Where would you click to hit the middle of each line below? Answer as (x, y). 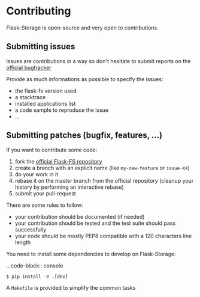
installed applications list (45, 103)
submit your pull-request (45, 193)
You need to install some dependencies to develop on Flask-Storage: (91, 254)
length (23, 242)
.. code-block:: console (35, 265)
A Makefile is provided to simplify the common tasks (71, 287)
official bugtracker (29, 67)
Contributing (39, 11)
